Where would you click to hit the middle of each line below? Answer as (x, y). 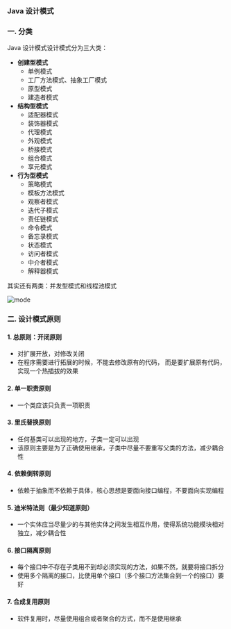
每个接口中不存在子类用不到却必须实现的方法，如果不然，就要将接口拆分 (120, 567)
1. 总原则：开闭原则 (35, 337)
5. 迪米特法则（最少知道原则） (50, 507)
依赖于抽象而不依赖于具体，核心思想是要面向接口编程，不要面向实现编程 (120, 490)
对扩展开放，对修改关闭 (51, 354)
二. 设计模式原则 (34, 319)
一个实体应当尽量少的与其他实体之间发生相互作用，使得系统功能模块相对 (120, 524)
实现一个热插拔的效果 (48, 371)
